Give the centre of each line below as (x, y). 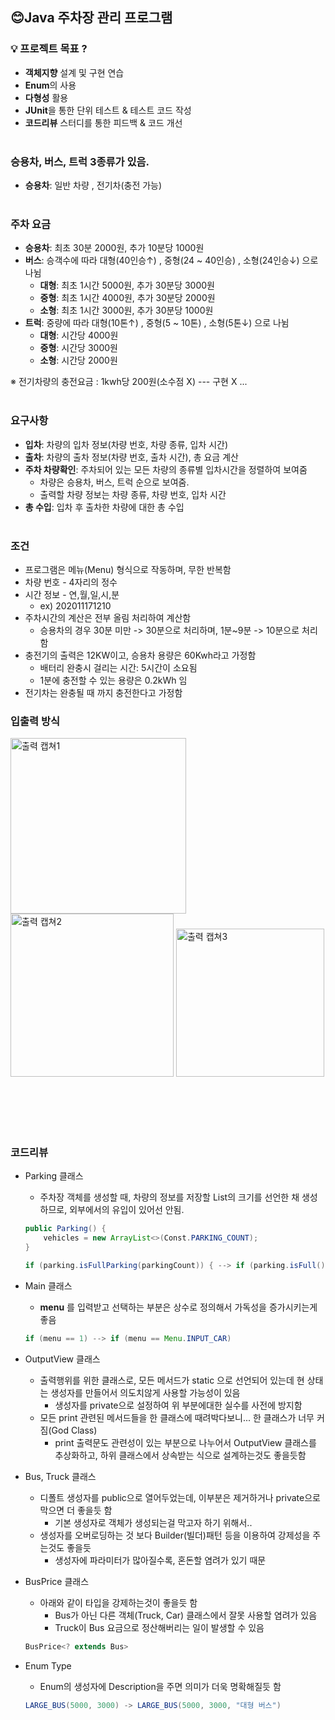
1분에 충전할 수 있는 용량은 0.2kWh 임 (113, 680)
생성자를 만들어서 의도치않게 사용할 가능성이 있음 (145, 1392)
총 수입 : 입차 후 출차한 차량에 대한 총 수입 (104, 507)
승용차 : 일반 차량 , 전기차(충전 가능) (93, 185)
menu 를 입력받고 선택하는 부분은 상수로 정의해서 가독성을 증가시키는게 (178, 1307)
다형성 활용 (46, 97)
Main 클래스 (48, 1285)
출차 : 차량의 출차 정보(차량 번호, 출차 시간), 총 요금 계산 (131, 457)
